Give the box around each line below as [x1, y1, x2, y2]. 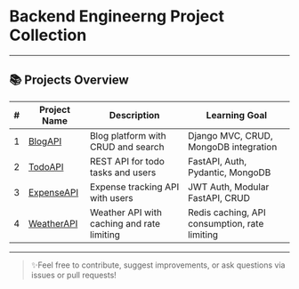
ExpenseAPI [28, 186, 79, 198]
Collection [9, 25, 87, 45]
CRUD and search [89, 140, 165, 153]
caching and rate [89, 217, 161, 229]
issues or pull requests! [30, 269, 117, 280]
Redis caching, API [188, 206, 267, 219]
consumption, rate [188, 217, 264, 229]
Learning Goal [206, 108, 268, 121]
